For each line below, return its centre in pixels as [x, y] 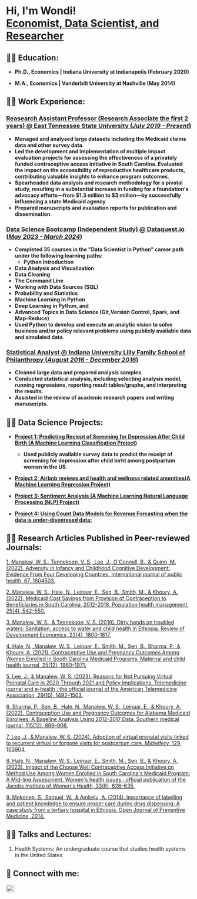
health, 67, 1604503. [31, 580]
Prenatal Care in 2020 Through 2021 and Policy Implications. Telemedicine [96, 683]
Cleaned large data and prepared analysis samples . [79, 373]
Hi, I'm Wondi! [41, 11]
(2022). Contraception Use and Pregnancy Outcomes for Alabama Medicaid [98, 713]
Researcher [35, 36]
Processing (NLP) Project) [47, 502]
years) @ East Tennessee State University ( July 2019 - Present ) [99, 126]
